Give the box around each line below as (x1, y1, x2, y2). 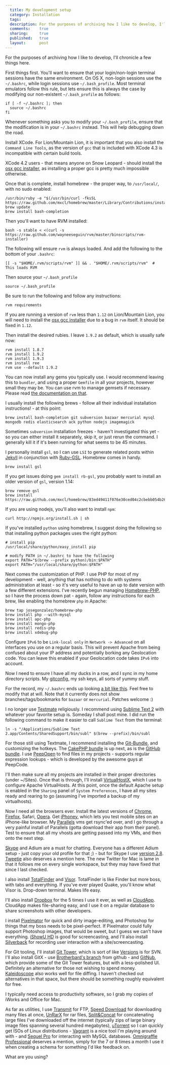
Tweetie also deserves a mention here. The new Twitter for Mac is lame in (5, 856, 159, 862)
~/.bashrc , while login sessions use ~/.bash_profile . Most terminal (5, 80, 146, 86)
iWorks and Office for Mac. (5, 996, 62, 1002)
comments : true (10, 26, 49, 31)
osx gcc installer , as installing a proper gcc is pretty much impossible (5, 165, 149, 171)
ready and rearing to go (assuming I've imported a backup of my (5, 793, 140, 799)
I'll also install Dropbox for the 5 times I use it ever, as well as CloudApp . (5, 897, 155, 903)
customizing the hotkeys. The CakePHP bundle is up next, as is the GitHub (5, 745, 160, 751)
